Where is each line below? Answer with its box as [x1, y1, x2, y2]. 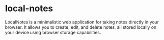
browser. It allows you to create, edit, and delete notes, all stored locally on [5, 24, 157, 30]
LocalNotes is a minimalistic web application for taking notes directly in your [5, 19, 159, 25]
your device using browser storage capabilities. [5, 29, 102, 35]
